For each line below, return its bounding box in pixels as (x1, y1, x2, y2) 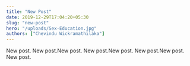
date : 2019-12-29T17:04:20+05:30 (6, 14, 89, 20)
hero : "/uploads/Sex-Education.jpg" (6, 25, 97, 32)
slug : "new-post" (6, 20, 49, 26)
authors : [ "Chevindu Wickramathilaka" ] (6, 31, 105, 37)
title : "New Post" (6, 8, 52, 15)
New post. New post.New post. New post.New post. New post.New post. (6, 47, 185, 54)
